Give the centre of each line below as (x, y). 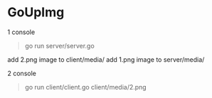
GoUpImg (36, 12)
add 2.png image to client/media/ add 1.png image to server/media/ (106, 59)
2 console (22, 73)
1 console (21, 32)
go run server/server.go (59, 45)
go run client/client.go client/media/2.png (86, 87)
